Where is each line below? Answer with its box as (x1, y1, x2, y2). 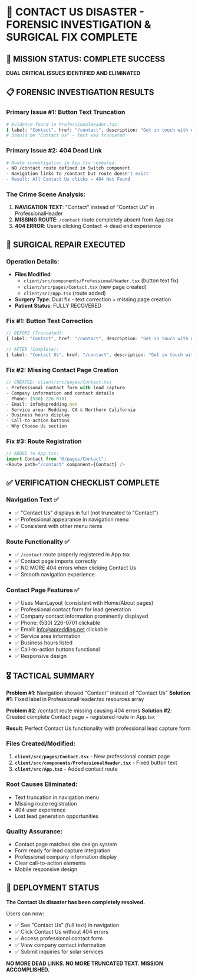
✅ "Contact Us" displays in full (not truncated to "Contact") (14, 509, 159, 516)
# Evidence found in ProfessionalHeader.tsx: (6, 121, 120, 128)
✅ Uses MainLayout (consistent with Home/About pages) (14, 599, 154, 607)
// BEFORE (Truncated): (6, 330, 65, 336)
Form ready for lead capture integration (14, 847, 111, 854)
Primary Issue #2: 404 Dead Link (6, 146, 102, 155)
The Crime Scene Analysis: (6, 190, 85, 198)
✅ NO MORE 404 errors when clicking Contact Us (14, 564, 137, 571)
